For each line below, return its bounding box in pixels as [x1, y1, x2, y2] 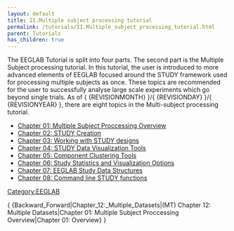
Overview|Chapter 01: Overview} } [7, 216, 107, 225]
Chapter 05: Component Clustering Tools [17, 152, 137, 160]
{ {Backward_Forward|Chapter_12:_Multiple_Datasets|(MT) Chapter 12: [7, 201, 212, 209]
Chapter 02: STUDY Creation [17, 129, 102, 138]
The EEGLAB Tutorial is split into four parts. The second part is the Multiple [7, 55, 224, 64]
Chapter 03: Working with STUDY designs [17, 136, 139, 145]
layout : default [7, 10, 55, 18]
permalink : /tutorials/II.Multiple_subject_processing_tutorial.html [7, 23, 216, 30]
